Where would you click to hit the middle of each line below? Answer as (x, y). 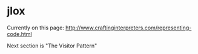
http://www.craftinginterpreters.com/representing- (128, 28)
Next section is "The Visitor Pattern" (52, 46)
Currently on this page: (35, 28)
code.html (19, 34)
